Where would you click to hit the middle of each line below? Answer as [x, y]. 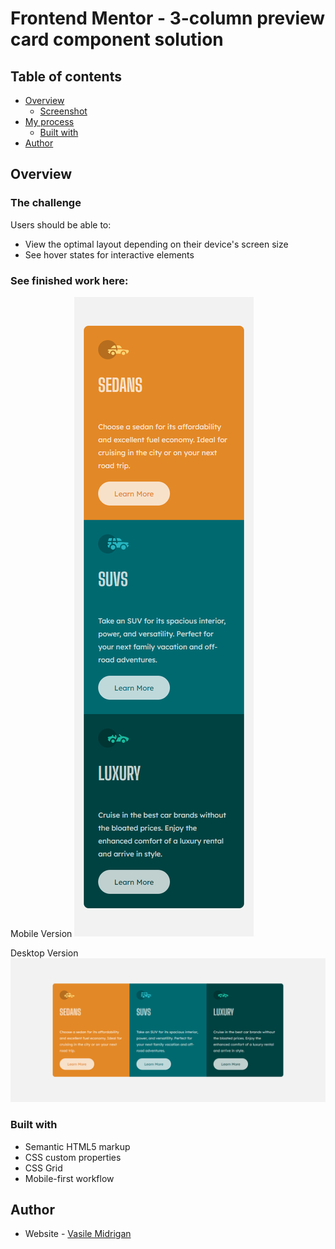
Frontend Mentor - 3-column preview [168, 18]
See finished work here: [69, 280]
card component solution [117, 39]
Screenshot [63, 111]
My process [49, 121]
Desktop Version [44, 953]
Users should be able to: [61, 224]
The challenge [46, 203]
